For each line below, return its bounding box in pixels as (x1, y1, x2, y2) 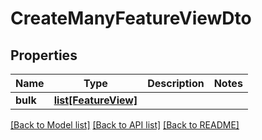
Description (147, 77, 205, 90)
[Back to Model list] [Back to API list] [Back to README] (10, 119, 240, 131)
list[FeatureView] (53, 93, 138, 107)
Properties (10, 47, 78, 64)
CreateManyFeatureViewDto (10, 7, 252, 30)
